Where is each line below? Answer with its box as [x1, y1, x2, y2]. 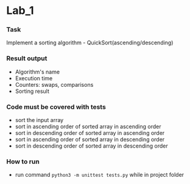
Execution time [15, 74, 53, 82]
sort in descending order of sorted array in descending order [15, 142, 169, 149]
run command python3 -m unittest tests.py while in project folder [15, 171, 185, 179]
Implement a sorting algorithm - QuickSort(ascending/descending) [6, 39, 174, 46]
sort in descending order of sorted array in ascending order [15, 129, 165, 137]
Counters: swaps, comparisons [15, 81, 94, 88]
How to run [6, 157, 40, 166]
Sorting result [15, 87, 50, 95]
